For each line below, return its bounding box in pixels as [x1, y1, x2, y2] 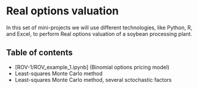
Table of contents [6, 48, 73, 58]
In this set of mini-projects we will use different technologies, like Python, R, [6, 24, 193, 31]
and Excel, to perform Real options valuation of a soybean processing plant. [6, 30, 193, 37]
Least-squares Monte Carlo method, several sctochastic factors [14, 76, 172, 83]
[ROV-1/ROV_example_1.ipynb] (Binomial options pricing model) [14, 63, 170, 70]
